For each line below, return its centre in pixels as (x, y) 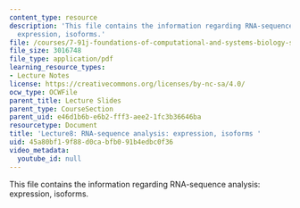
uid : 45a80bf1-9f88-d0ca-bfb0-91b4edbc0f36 (92, 142)
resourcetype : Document (54, 126)
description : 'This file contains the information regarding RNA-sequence (151, 26)
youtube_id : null (50, 158)
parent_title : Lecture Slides (66, 100)
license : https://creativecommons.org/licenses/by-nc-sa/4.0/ (127, 84)
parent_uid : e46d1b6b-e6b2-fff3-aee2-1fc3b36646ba (105, 117)
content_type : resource (54, 17)
